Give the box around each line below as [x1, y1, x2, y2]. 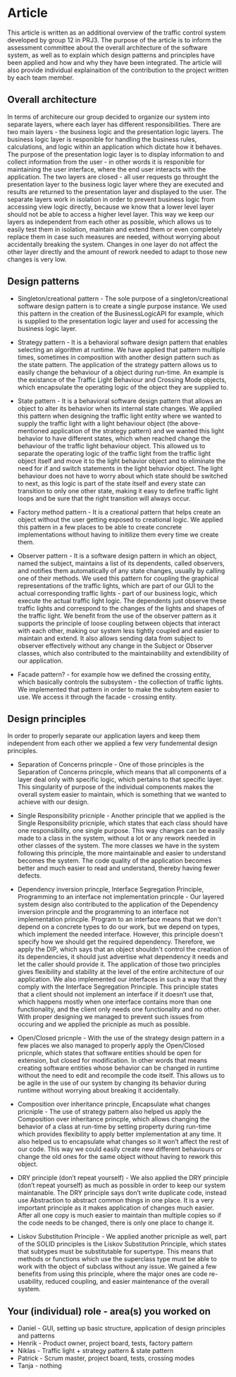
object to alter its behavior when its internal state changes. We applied [17, 404, 222, 412]
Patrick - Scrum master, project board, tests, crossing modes [17, 1354, 195, 1363]
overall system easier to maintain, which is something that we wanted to [17, 790, 227, 799]
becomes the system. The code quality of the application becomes [17, 856, 212, 865]
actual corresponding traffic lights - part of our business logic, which [17, 589, 218, 597]
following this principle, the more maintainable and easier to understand [17, 849, 226, 858]
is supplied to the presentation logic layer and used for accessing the [17, 316, 218, 325]
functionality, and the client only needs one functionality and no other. [17, 1005, 221, 1014]
